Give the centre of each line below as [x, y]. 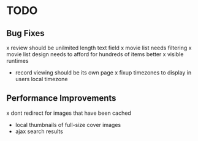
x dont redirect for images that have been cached [69, 113]
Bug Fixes [25, 33]
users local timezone [41, 79]
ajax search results [39, 131]
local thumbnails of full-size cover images [68, 125]
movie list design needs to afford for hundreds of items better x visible [95, 54]
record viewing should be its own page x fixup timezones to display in [103, 73]
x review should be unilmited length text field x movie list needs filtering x [99, 48]
